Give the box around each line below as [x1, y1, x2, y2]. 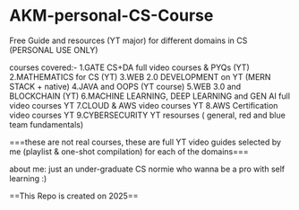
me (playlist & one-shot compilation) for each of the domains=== [9, 145, 249, 157]
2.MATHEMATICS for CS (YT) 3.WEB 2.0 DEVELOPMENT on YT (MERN [9, 71, 271, 82]
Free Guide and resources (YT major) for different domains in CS [9, 35, 248, 46]
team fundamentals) [9, 118, 84, 130]
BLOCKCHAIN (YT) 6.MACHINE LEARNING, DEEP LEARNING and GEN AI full [9, 91, 291, 101]
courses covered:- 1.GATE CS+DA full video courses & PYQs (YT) [9, 62, 250, 73]
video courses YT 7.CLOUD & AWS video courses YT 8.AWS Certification [9, 100, 278, 110]
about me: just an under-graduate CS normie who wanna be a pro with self [9, 163, 286, 174]
